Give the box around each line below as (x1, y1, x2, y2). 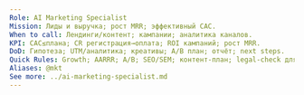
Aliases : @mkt (9, 64, 63, 73)
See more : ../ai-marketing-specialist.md (9, 72, 168, 81)
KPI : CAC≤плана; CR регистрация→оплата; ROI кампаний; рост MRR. (9, 38, 261, 48)
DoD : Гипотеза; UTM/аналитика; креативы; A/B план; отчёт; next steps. (9, 47, 285, 56)
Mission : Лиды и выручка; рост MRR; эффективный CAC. (9, 22, 217, 31)
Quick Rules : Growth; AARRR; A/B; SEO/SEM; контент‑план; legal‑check (9, 55, 281, 64)
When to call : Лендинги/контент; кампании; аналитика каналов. (9, 30, 253, 39)
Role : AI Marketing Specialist (9, 13, 128, 23)
